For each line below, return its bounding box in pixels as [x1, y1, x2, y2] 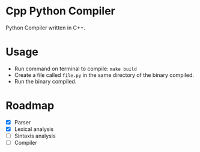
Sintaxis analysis [14, 132, 56, 139]
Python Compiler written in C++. [5, 24, 86, 31]
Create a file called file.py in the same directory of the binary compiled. [14, 71, 195, 79]
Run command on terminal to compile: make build [14, 65, 138, 72]
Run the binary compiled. [14, 78, 77, 85]
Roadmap [5, 99, 55, 112]
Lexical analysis [14, 125, 54, 133]
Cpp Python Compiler [5, 4, 115, 18]
